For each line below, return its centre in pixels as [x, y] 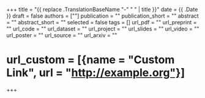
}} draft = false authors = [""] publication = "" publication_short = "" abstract [102, 16]
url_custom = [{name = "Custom [91, 60]
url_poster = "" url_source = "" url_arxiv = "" [62, 35]
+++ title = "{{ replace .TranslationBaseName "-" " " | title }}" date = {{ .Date [102, 9]
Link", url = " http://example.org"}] [96, 73]
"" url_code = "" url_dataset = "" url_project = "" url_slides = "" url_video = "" [103, 29]
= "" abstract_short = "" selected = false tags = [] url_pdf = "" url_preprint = [102, 22]
